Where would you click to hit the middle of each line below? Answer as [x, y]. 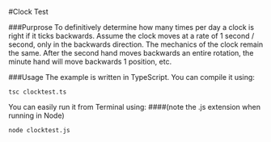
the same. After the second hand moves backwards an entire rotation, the [131, 53]
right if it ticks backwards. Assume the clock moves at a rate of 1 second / [131, 36]
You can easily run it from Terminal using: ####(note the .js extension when [135, 107]
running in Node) [36, 115]
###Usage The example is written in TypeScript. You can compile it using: [131, 77]
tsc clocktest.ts [38, 92]
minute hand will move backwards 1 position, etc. [90, 61]
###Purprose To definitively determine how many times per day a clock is [131, 27]
